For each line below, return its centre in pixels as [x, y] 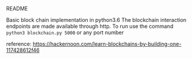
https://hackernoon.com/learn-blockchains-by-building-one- [107, 44]
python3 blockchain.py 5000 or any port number [65, 32]
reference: [19, 44]
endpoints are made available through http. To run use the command [90, 26]
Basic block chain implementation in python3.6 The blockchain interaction [96, 20]
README [17, 9]
